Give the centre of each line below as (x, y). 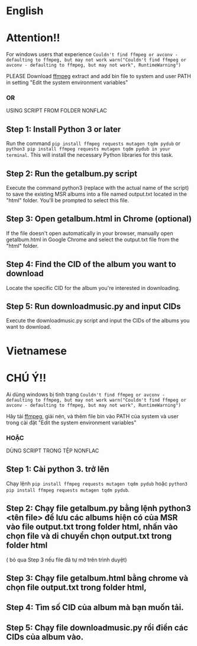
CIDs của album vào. (45, 637)
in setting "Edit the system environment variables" (67, 83)
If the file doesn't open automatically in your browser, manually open (90, 233)
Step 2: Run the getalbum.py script (72, 174)
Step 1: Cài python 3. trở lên (58, 469)
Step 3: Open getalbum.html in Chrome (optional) (99, 219)
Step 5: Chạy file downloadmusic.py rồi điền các (97, 627)
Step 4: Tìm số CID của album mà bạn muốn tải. (95, 608)
